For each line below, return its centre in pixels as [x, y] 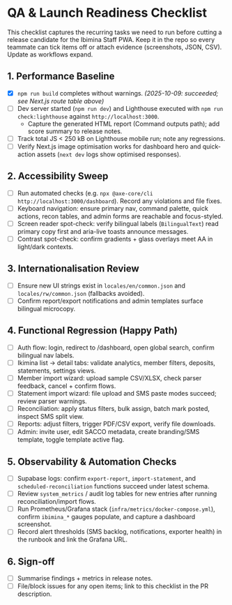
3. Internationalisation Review [73, 269]
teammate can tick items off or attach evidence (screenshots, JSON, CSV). [115, 47]
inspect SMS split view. [51, 417]
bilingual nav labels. [46, 355]
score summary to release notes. [75, 131]
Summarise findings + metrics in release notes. [85, 578]
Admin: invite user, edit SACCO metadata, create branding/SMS [108, 432]
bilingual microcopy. [46, 309]
